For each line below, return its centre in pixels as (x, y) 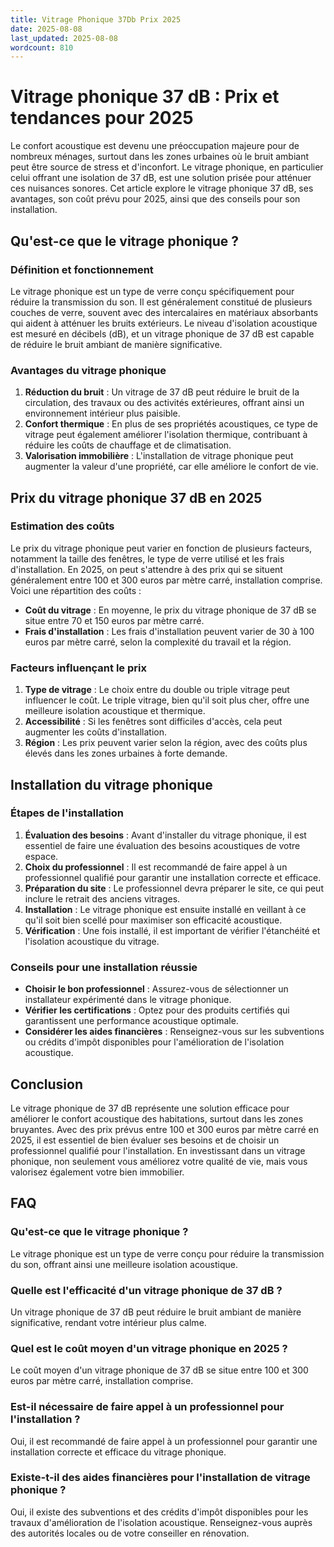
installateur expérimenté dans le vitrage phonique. (128, 1000)
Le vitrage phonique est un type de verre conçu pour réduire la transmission (167, 1253)
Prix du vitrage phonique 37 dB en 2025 (136, 497)
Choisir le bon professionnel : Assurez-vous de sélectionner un (156, 989)
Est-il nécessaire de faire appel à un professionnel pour (147, 1407)
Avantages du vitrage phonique (88, 370)
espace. (41, 856)
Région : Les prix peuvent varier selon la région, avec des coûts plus (166, 743)
